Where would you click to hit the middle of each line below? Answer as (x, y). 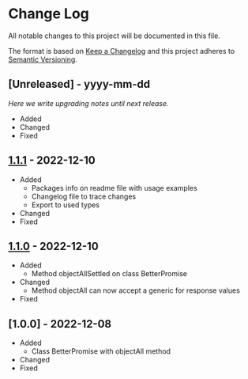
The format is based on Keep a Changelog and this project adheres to (122, 51)
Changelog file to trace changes (84, 196)
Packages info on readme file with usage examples (114, 188)
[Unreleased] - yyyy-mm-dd (79, 84)
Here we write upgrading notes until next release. (88, 103)
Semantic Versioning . (43, 59)
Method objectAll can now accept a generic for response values (136, 290)
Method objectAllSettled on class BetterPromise (109, 274)
